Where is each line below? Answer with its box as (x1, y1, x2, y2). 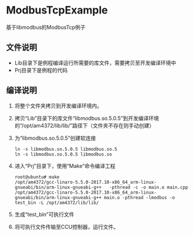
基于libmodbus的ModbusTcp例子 (6, 23, 86, 31)
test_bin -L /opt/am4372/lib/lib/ (14, 200, 99, 205)
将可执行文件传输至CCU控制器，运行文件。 (14, 223, 119, 230)
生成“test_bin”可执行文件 (14, 211, 74, 218)
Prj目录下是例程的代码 (14, 66, 68, 73)
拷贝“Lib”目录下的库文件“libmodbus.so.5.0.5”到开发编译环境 (14, 114, 159, 122)
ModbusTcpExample (6, 4, 108, 17)
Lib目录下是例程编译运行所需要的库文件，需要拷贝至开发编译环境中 (14, 59, 176, 66)
